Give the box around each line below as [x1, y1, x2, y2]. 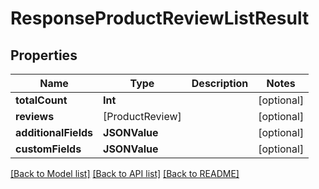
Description [191, 77, 249, 90]
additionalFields [15, 126, 94, 139]
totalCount [15, 93, 68, 107]
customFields [15, 142, 82, 156]
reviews [15, 110, 55, 123]
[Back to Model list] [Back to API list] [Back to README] [10, 168, 240, 179]
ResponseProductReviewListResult [10, 7, 310, 30]
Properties [10, 47, 78, 64]
